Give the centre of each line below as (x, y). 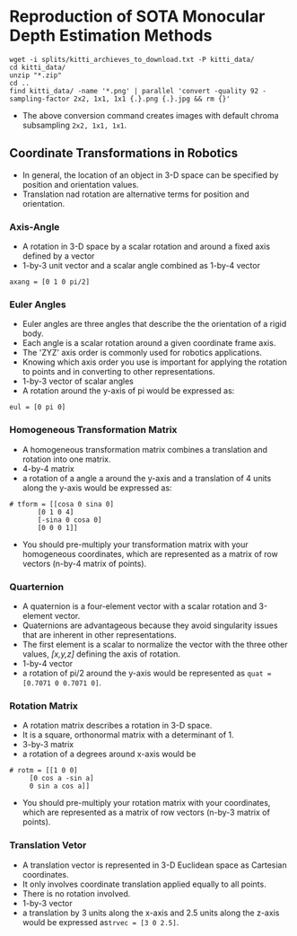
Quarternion (37, 587)
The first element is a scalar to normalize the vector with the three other (155, 644)
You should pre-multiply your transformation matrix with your (135, 544)
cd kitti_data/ (38, 67)
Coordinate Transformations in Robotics (124, 153)
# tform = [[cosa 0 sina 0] (62, 504)
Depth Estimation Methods (111, 35)
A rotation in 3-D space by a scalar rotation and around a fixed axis (146, 247)
